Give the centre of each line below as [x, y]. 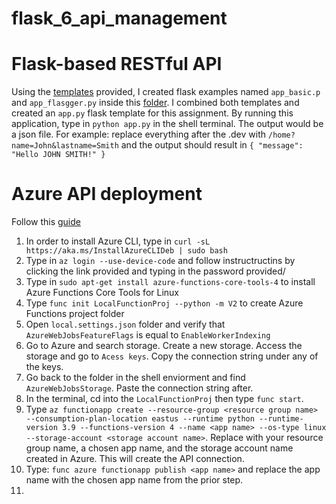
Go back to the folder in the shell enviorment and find [135, 378]
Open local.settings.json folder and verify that [125, 324]
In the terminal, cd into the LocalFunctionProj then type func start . [164, 399]
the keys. [44, 367]
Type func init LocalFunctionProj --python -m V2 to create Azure [164, 303]
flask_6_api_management [119, 18]
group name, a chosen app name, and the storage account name [159, 448]
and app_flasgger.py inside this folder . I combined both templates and [155, 103]
